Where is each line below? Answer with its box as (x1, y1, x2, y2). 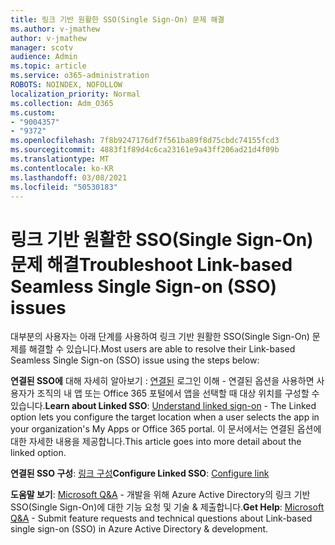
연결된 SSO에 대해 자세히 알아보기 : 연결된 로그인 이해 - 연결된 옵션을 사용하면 (10, 375, 315, 387)
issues (10, 296, 67, 319)
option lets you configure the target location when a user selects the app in (10, 411, 320, 423)
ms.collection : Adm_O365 (10, 98, 114, 108)
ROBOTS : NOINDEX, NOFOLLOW (10, 80, 123, 90)
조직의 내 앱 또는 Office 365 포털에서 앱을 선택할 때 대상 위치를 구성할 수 (36, 387, 320, 400)
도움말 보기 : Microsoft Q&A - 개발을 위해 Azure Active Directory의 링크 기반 (10, 489, 311, 501)
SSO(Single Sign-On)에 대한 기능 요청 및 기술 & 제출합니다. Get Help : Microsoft (10, 501, 325, 513)
